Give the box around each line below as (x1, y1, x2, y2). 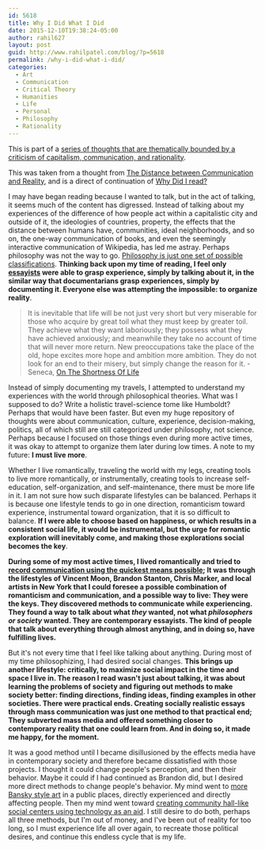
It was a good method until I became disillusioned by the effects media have (8, 747, 256, 757)
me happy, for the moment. (8, 732, 100, 742)
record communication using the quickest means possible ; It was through (8, 565, 256, 574)
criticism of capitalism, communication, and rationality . (8, 152, 186, 162)
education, (8, 482, 44, 492)
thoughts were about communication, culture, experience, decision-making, (8, 416, 256, 425)
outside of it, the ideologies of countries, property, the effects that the (8, 217, 236, 226)
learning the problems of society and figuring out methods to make (8, 682, 233, 691)
